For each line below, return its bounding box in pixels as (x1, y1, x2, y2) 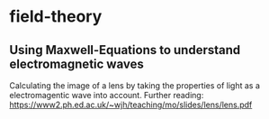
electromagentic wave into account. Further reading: (9, 90, 204, 100)
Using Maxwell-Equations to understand (9, 42, 241, 58)
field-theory (9, 6, 103, 27)
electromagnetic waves (9, 56, 144, 71)
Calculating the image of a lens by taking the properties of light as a (9, 80, 261, 91)
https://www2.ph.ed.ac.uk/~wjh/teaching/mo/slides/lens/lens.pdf (9, 99, 253, 110)
